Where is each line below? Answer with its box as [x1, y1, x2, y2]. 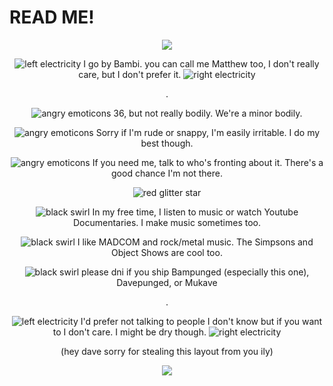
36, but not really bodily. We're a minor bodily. [113, 107, 303, 119]
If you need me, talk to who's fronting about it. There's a [92, 156, 324, 168]
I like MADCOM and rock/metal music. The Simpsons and [77, 236, 314, 248]
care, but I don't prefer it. [78, 68, 182, 80]
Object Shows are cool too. [111, 246, 223, 258]
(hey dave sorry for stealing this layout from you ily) [60, 345, 274, 357]
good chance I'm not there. [111, 167, 223, 179]
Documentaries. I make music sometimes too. [72, 216, 262, 228]
